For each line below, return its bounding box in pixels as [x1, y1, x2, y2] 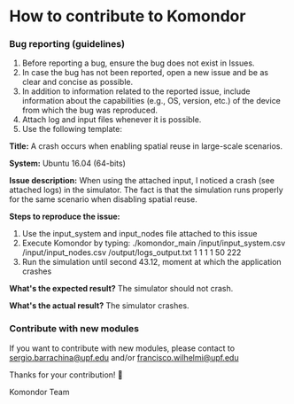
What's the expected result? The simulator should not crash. [9, 284, 234, 294]
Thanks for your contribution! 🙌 [9, 369, 123, 380]
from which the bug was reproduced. [21, 105, 158, 116]
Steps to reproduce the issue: [9, 211, 121, 222]
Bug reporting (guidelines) [9, 38, 126, 50]
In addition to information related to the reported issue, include [21, 86, 251, 97]
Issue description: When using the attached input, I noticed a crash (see [9, 175, 275, 186]
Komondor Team [9, 386, 70, 397]
